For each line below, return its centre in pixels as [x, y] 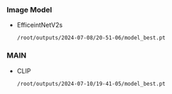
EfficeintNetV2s [39, 25]
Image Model [29, 10]
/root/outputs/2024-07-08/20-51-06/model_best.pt [91, 38]
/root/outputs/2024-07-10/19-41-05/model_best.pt [91, 83]
